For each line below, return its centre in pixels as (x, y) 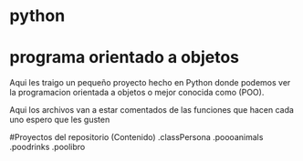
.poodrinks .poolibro (47, 147)
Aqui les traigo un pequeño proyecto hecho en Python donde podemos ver (150, 83)
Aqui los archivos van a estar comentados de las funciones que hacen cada (152, 110)
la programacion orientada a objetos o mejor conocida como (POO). (137, 93)
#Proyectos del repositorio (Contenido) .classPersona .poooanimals (136, 137)
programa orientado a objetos (125, 58)
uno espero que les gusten (60, 120)
